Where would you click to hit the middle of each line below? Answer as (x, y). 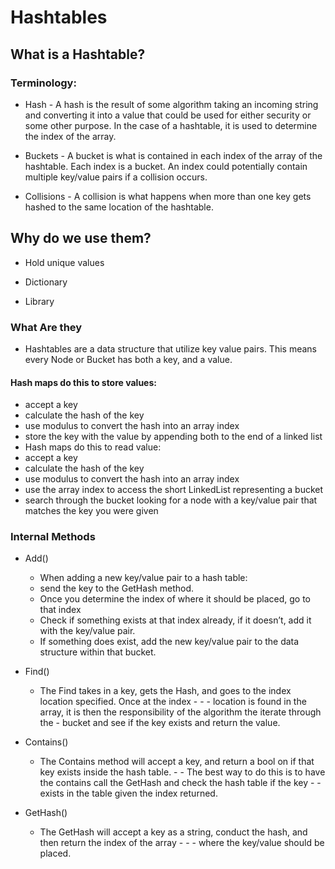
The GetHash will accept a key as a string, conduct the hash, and (173, 832)
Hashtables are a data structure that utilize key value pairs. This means (170, 348)
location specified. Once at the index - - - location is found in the (173, 702)
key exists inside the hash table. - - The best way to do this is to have (182, 772)
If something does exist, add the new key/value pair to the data (169, 642)
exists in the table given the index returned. (128, 793)
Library (39, 301)
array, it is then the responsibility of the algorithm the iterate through (180, 712)
